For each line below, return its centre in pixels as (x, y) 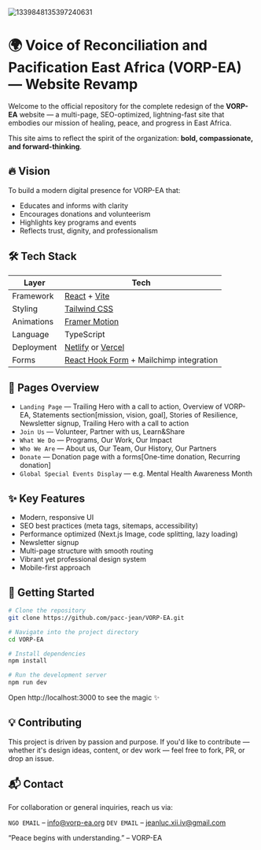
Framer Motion (92, 321)
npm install (28, 661)
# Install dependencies (47, 654)
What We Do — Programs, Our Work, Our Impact (96, 440)
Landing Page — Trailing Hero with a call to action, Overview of (121, 406)
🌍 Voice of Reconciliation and (108, 45)
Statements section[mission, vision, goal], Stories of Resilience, (135, 415)
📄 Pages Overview (54, 387)
